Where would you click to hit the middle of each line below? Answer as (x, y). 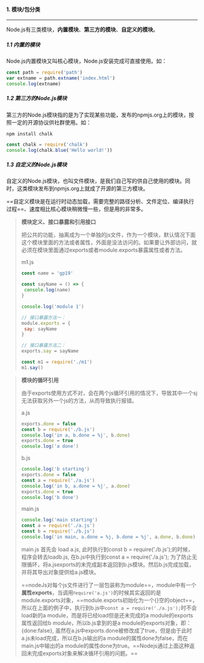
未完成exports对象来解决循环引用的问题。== (82, 653)
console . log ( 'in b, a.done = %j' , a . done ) (76, 486)
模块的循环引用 (40, 380)
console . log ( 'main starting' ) (59, 520)
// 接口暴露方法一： (43, 318)
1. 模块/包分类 (23, 9)
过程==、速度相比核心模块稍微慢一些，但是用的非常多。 (76, 209)
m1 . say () (32, 367)
